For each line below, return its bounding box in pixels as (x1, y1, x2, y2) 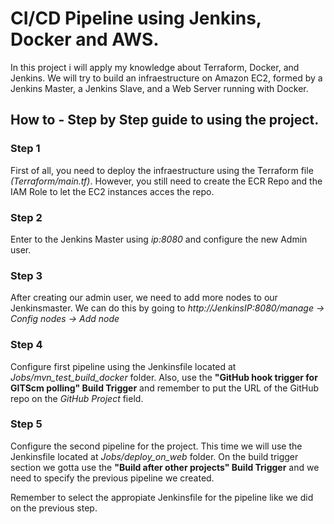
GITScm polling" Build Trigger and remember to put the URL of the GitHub (10, 382, 320, 394)
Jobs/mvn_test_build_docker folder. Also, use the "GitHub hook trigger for (10, 371, 318, 383)
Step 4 (10, 338, 43, 352)
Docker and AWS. (10, 28, 160, 51)
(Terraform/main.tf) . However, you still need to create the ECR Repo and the (10, 175, 323, 187)
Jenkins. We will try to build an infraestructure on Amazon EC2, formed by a (10, 72, 323, 84)
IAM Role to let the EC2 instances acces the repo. (10, 185, 215, 197)
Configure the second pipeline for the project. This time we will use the (10, 440, 303, 452)
